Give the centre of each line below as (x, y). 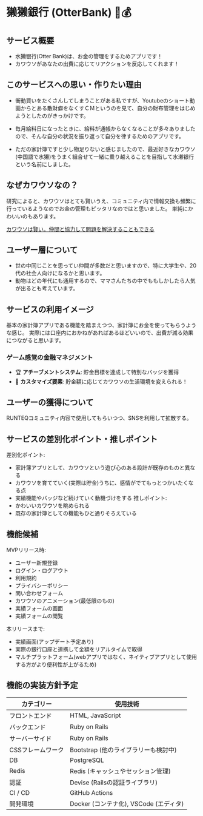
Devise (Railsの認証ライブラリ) (114, 782)
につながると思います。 (35, 340)
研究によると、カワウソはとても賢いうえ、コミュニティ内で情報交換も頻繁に (101, 201)
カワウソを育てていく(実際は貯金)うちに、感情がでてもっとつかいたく (102, 483)
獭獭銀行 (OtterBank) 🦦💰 (69, 12)
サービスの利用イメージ (50, 309)
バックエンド (28, 727)
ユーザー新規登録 (36, 562)
